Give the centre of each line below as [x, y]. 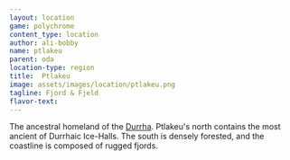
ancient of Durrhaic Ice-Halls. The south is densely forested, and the [137, 137]
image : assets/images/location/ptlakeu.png [93, 84]
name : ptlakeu [36, 51]
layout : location [42, 18]
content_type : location [54, 34]
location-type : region [52, 68]
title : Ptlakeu [40, 76]
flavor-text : [34, 101]
